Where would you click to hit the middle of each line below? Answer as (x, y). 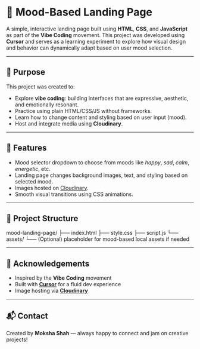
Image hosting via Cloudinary (51, 291)
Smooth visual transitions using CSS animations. (74, 194)
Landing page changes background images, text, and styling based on (101, 175)
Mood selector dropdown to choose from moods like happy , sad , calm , (102, 162)
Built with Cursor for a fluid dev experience (68, 284)
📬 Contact (27, 316)
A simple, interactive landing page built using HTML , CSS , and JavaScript (97, 29)
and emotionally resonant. (47, 105)
